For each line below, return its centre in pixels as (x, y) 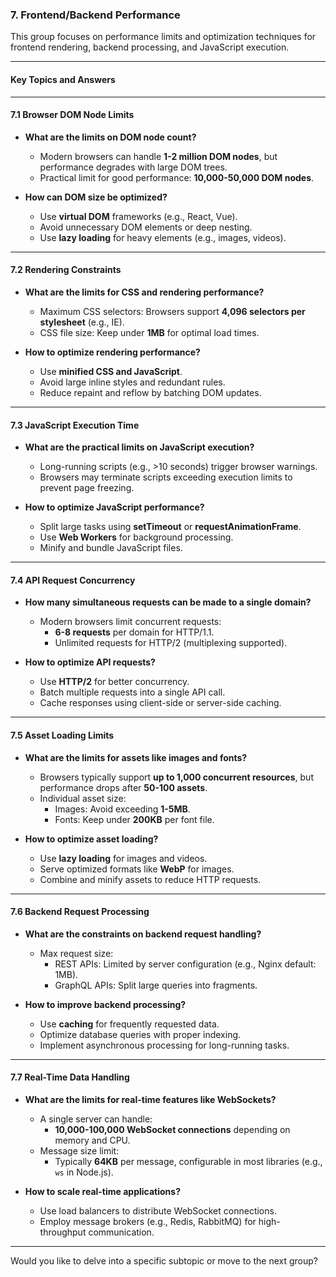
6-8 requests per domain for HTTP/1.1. (134, 632)
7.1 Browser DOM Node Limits (72, 115)
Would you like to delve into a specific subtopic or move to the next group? (164, 1260)
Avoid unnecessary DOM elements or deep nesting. (146, 227)
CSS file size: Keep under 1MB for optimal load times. (149, 332)
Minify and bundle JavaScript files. (111, 548)
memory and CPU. (92, 1140)
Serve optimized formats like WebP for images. (137, 869)
